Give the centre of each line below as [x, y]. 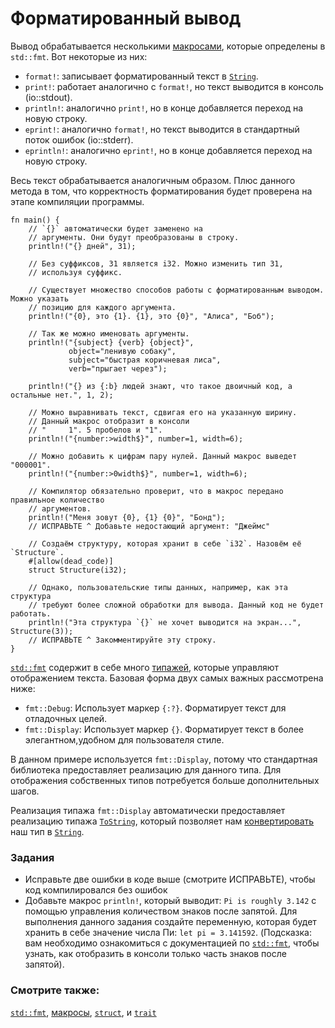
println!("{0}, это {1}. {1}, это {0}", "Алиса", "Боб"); [151, 316]
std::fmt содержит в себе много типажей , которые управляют [145, 667]
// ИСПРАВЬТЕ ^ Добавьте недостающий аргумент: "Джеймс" [149, 526]
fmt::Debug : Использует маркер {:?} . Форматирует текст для [155, 708]
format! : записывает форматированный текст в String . [141, 76]
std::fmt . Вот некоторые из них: [79, 56]
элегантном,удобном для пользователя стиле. [124, 739]
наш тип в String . [47, 831]
